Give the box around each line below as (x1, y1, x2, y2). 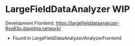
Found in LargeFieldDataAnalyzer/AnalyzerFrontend (12, 35, 121, 41)
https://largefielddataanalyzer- (56, 20, 120, 26)
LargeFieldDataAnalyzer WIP (5, 3, 130, 15)
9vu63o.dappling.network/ (5, 25, 61, 31)
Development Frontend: (5, 20, 55, 26)
